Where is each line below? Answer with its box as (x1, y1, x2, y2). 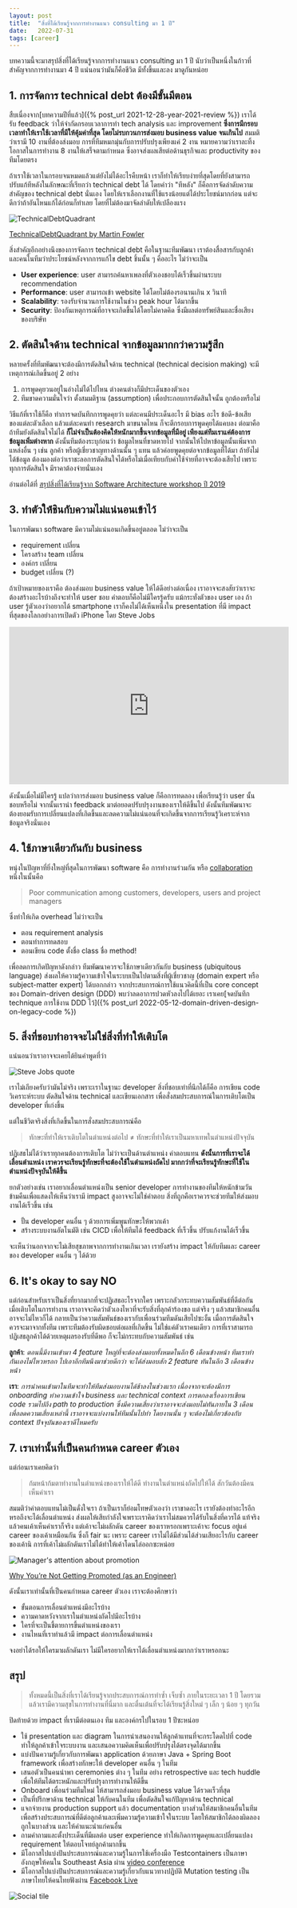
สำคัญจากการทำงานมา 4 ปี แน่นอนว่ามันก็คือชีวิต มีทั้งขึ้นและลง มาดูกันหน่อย (9, 65, 208, 74)
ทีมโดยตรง (9, 155, 38, 165)
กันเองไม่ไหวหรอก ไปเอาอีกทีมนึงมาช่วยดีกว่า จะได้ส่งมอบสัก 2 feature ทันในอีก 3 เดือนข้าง (9, 1357, 254, 1366)
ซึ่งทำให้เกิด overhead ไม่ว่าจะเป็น (9, 911, 104, 921)
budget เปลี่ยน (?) (20, 567, 75, 577)
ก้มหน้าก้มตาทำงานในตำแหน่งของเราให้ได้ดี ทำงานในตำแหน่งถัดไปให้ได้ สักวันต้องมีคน (28, 1478, 255, 1488)
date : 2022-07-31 (9, 26, 74, 34)
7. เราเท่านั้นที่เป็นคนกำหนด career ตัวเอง (9, 1441, 180, 1454)
